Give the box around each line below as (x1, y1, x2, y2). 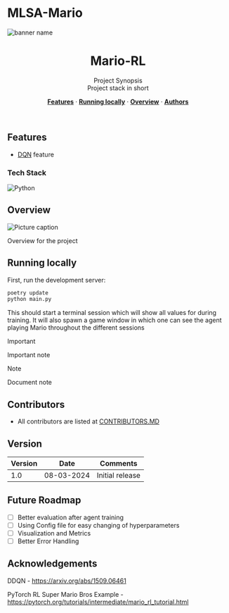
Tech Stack (7, 168, 47, 178)
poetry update (7, 289, 49, 297)
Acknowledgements (7, 558, 98, 570)
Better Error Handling (17, 537, 79, 545)
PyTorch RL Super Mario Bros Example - (7, 590, 124, 598)
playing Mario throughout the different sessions (7, 323, 145, 332)
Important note (7, 351, 51, 359)
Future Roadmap (7, 495, 81, 507)
